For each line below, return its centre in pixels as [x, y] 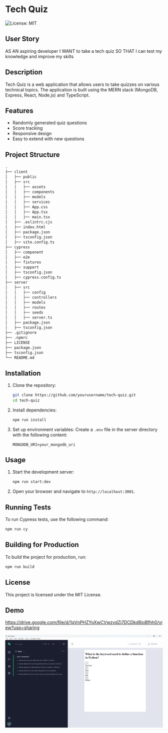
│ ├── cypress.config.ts [33, 277]
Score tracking [27, 128]
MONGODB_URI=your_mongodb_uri [44, 445]
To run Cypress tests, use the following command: [57, 519]
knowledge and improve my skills [39, 56]
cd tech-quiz [26, 400]
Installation [23, 373]
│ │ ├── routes [25, 307]
